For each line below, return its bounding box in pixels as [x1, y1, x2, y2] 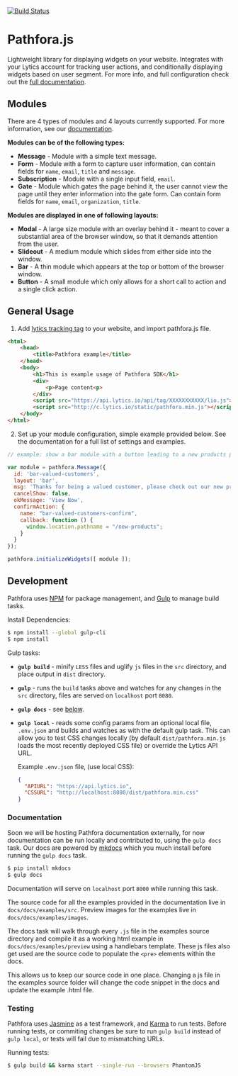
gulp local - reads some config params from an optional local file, [17, 718, 212, 727]
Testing [7, 1004, 34, 1014]
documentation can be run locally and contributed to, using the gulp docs [7, 836, 222, 845]
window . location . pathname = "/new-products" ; [25, 523, 163, 530]
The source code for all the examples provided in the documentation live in [7, 898, 226, 907]
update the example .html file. [7, 986, 94, 994]
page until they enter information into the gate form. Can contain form [17, 189, 221, 198]
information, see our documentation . [7, 124, 114, 133]
